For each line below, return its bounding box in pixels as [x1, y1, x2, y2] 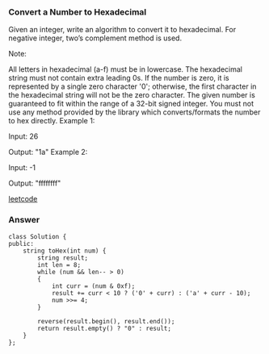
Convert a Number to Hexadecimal [8, 6, 147, 18]
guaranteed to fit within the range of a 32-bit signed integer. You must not [8, 99, 254, 109]
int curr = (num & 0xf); [51, 281, 136, 290]
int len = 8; [37, 260, 82, 269]
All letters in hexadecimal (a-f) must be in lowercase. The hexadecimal [8, 65, 243, 74]
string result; [37, 253, 89, 262]
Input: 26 [8, 131, 39, 141]
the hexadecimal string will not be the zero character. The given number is [8, 90, 256, 100]
